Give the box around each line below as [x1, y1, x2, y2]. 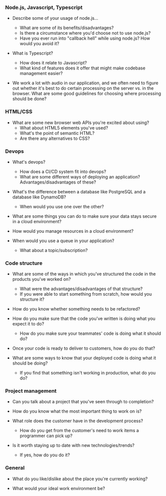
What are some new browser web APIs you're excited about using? [12, 120, 150, 125]
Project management [5, 387, 57, 394]
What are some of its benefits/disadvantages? [19, 25, 114, 31]
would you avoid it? [19, 41, 59, 47]
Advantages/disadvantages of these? [19, 179, 97, 185]
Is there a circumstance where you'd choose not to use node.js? [19, 30, 151, 36]
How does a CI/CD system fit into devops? [19, 168, 107, 175]
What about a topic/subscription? [19, 247, 88, 253]
